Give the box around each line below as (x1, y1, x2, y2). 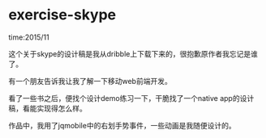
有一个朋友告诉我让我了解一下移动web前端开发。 (8, 76, 172, 86)
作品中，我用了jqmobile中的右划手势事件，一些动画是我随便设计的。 (8, 120, 237, 130)
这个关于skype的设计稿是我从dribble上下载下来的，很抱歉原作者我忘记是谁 (8, 48, 258, 58)
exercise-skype (8, 6, 117, 24)
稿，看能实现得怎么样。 (8, 103, 87, 113)
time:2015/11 (8, 32, 50, 42)
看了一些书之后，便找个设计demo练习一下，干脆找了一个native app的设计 (8, 93, 255, 102)
